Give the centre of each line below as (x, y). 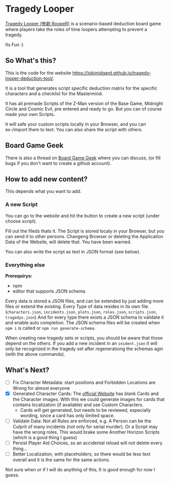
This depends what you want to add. (43, 191)
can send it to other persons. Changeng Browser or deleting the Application (84, 236)
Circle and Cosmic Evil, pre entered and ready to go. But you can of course (84, 109)
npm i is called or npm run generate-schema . (50, 328)
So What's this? (31, 61)
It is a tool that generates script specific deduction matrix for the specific (81, 88)
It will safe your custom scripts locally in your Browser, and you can (76, 124)
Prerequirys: (19, 276)
